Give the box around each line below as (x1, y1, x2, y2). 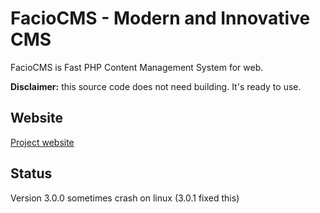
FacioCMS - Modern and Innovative (10, 7, 311, 30)
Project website (10, 136, 75, 148)
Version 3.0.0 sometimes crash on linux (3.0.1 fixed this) (10, 192, 240, 204)
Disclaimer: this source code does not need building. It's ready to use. (10, 80, 302, 92)
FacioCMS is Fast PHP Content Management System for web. (10, 61, 264, 73)
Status (10, 165, 53, 182)
